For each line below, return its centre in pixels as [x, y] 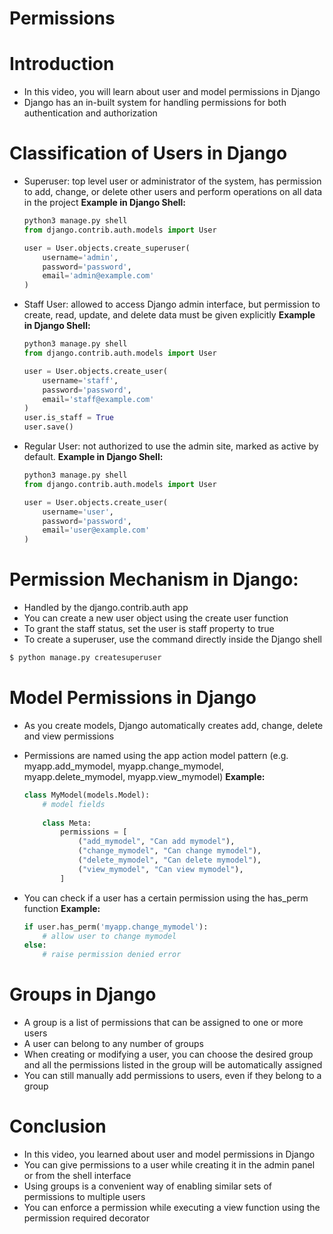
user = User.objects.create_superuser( [107, 248]
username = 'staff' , [80, 380]
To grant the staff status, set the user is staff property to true [149, 629]
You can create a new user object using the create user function [156, 618]
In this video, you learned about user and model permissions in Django [169, 1154]
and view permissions [69, 736]
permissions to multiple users [84, 1197]
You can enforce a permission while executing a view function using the [172, 1208]
